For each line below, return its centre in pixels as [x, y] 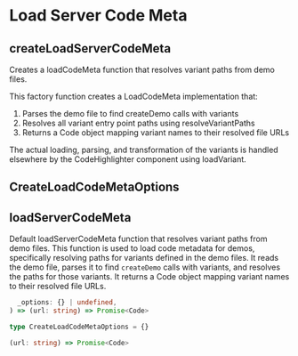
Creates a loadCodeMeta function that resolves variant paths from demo [142, 69]
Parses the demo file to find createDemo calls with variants [130, 113]
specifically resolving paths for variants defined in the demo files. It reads [144, 258]
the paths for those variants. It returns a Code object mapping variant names [149, 277]
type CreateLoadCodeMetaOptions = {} [79, 327]
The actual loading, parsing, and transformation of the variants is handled [144, 150]
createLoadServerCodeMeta [90, 49]
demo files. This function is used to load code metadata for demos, [132, 248]
